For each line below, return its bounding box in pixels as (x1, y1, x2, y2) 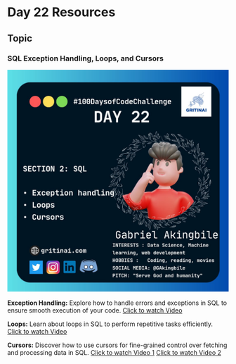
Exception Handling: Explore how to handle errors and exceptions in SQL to (7, 299, 227, 307)
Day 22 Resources (7, 4, 116, 20)
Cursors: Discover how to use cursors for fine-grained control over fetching (7, 341, 228, 349)
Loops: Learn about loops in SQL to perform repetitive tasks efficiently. (7, 320, 213, 328)
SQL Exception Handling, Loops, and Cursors (7, 54, 164, 63)
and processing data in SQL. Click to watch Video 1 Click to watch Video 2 (7, 348, 222, 356)
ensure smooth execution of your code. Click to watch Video (7, 306, 183, 314)
